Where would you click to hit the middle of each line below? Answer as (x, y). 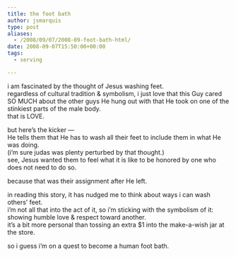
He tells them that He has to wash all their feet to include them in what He (114, 137)
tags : (15, 54)
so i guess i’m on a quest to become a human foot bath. (88, 246)
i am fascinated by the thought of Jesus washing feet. (85, 86)
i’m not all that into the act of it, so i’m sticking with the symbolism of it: (111, 210)
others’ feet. (25, 202)
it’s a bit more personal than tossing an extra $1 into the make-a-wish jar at (116, 225)
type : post (23, 27)
